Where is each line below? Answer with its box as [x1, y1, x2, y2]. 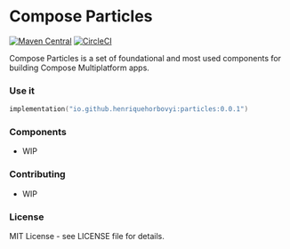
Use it [9, 84, 36, 97]
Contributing [9, 168, 66, 181]
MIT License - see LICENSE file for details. [9, 231, 165, 241]
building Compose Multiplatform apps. [9, 62, 149, 73]
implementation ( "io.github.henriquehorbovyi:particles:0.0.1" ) [9, 105, 249, 114]
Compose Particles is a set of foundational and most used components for [9, 52, 282, 63]
